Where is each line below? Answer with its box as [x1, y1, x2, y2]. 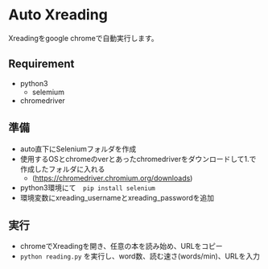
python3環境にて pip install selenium [19, 183, 155, 192]
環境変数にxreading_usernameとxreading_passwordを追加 [19, 192, 215, 202]
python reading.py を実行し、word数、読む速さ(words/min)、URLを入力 [19, 251, 260, 261]
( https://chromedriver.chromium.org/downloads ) [31, 173, 193, 183]
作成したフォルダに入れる [19, 163, 105, 174]
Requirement [8, 57, 75, 71]
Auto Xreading [8, 6, 109, 24]
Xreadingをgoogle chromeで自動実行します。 [8, 33, 159, 43]
